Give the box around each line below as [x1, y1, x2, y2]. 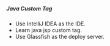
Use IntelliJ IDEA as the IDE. [15, 20, 86, 27]
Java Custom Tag [6, 5, 53, 12]
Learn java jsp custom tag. [15, 26, 82, 33]
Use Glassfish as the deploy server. [15, 33, 105, 40]
